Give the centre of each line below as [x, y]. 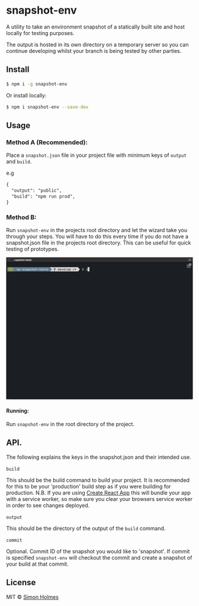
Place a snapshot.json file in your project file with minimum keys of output [97, 156]
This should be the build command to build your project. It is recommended [98, 480]
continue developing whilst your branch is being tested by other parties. [94, 50]
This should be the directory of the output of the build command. [86, 528]
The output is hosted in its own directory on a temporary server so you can [97, 45]
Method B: [21, 217]
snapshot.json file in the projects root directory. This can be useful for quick [99, 243]
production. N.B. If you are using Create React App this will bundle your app [99, 493]
